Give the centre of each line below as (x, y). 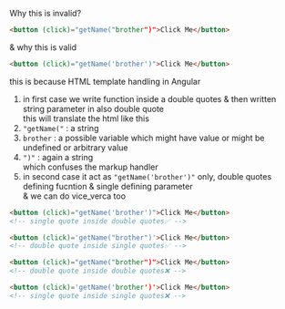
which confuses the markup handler (90, 167)
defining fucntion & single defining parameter (107, 186)
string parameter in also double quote (93, 108)
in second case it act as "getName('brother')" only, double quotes (147, 176)
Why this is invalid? (46, 13)
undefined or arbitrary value (76, 147)
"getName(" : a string (61, 128)
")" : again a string (58, 157)
